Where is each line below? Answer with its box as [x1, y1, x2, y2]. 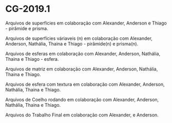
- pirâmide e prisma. [5, 25, 48, 31]
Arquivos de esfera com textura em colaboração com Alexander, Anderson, [5, 81, 165, 87]
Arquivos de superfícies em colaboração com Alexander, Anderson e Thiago [5, 20, 167, 26]
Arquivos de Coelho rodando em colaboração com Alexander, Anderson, [5, 96, 159, 103]
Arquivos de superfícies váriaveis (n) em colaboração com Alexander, [5, 35, 153, 41]
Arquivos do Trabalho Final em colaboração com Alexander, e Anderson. [5, 112, 159, 118]
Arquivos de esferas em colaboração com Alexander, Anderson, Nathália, [5, 51, 161, 57]
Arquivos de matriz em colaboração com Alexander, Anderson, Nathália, [5, 66, 158, 72]
